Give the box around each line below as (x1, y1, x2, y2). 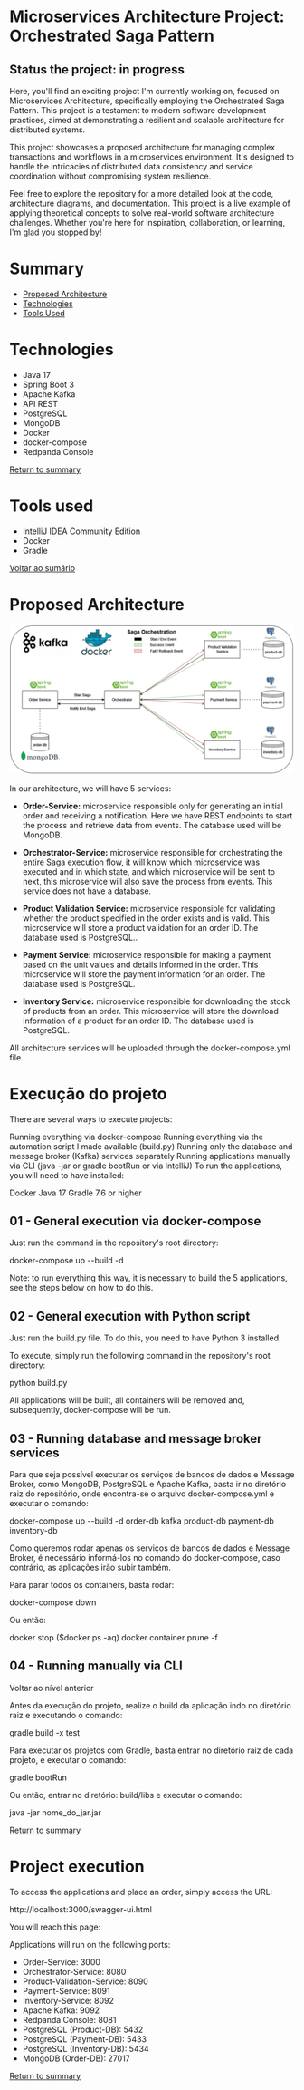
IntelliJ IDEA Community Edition (22, 526, 141, 537)
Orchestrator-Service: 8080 (22, 1966, 127, 1977)
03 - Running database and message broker (9, 1430, 262, 1447)
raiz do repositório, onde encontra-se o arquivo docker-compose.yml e (9, 1488, 275, 1499)
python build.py (9, 1378, 68, 1388)
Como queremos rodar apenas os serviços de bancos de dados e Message (9, 1543, 290, 1553)
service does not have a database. (22, 885, 152, 896)
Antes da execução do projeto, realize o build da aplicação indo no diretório (9, 1699, 291, 1710)
